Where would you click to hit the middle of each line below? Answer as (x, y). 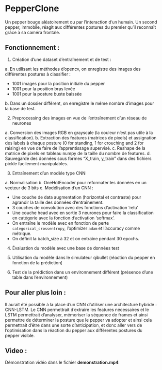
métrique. (22, 233)
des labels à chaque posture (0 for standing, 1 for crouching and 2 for (74, 143)
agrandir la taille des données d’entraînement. (58, 202)
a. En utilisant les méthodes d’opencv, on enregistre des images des (73, 69)
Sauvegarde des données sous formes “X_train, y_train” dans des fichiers (78, 158)
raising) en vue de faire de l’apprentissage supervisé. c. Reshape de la (75, 148)
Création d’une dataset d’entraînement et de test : (62, 59)
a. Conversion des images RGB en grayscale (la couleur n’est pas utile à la (79, 133)
